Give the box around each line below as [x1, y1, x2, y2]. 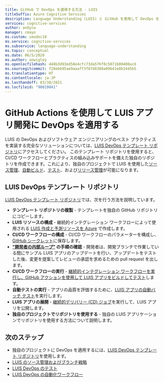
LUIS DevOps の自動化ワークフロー [12, 372, 83, 378]
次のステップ [5, 333, 44, 341]
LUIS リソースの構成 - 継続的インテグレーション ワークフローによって [12, 219, 152, 225]
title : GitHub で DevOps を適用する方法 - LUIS [5, 7, 98, 12]
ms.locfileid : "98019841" [5, 84, 58, 90]
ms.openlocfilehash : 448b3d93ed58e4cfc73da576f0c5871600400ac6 [5, 62, 137, 67]
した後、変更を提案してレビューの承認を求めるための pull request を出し [12, 256, 159, 262]
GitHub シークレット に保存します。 [12, 238, 83, 244]
